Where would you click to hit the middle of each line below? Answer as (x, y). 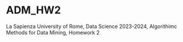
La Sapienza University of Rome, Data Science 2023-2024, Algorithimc (91, 26)
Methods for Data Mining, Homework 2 (53, 32)
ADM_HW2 (34, 10)
